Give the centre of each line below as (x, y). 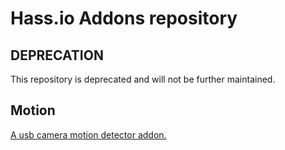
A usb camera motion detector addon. (88, 134)
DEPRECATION (57, 55)
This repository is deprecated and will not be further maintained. (143, 79)
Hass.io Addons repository (124, 18)
